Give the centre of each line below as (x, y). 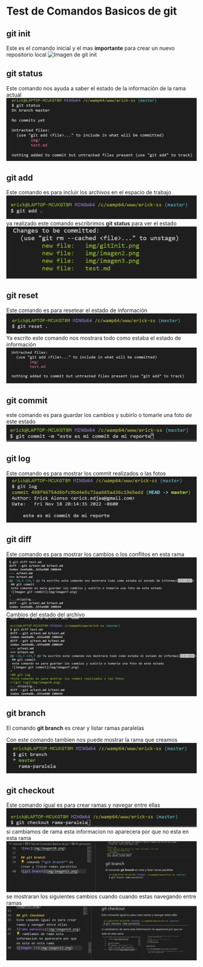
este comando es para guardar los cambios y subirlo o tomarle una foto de (99, 415)
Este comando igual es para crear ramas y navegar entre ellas (83, 805)
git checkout (31, 790)
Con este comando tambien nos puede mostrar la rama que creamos (92, 739)
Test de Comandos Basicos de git (92, 11)
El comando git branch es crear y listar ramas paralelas (75, 728)
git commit (27, 400)
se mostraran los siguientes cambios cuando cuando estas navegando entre (101, 897)
